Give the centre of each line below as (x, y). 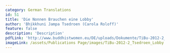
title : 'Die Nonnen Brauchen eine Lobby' (50, 19)
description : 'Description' (35, 33)
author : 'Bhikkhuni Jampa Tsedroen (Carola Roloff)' (62, 24)
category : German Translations (38, 10)
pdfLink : (14, 38)
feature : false (21, 29)
